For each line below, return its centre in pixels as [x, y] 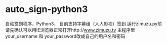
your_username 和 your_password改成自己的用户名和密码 [65, 36]
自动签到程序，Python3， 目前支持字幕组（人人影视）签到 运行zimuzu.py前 [83, 23]
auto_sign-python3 [47, 9]
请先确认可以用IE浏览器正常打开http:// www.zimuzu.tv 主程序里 [70, 30]
